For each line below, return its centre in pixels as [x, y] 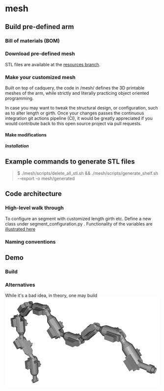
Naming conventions [30, 242]
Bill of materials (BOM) [32, 41]
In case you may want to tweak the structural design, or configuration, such [82, 108]
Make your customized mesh [40, 77]
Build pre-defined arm [40, 27]
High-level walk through [34, 208]
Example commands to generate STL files [70, 161]
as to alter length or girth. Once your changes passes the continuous [75, 113]
